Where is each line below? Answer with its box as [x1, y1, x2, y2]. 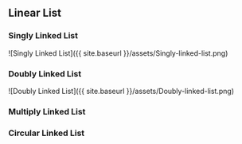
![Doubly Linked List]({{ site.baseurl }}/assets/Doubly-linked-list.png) [8, 86, 235, 95]
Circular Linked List [8, 127, 85, 138]
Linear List [8, 6, 62, 20]
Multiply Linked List [8, 106, 86, 117]
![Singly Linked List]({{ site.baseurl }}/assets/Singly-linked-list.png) [8, 48, 228, 58]
